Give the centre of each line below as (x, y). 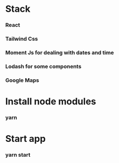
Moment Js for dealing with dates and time (60, 52)
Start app (26, 139)
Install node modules (51, 101)
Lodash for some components (43, 66)
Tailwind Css (22, 39)
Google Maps (22, 80)
